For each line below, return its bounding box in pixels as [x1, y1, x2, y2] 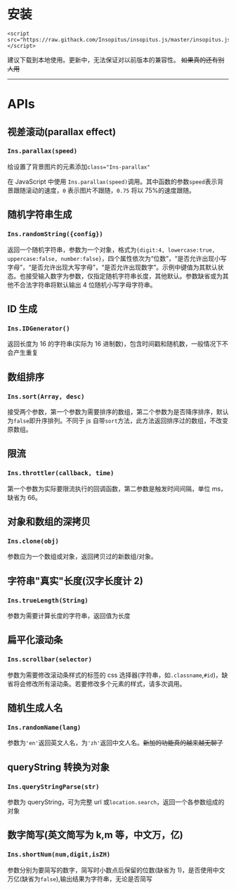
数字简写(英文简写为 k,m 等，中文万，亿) [7, 829, 184, 841]
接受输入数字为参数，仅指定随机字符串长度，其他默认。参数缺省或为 [25, 271, 223, 280]
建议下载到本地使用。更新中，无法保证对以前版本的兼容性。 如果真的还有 [7, 56, 218, 64]
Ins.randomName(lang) [7, 723, 81, 731]
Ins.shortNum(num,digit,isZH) [7, 851, 111, 858]
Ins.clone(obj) [7, 537, 60, 545]
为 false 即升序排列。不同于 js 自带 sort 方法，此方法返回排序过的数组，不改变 [7, 416, 229, 425]
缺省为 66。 [7, 493, 42, 501]
